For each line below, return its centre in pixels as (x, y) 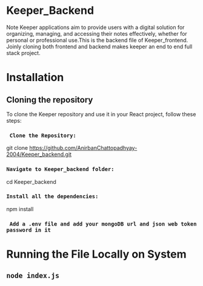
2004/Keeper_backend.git (39, 154)
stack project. (23, 53)
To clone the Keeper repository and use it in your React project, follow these (101, 114)
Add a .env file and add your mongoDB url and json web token (103, 224)
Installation (35, 78)
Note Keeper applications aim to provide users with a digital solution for (95, 27)
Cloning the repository (50, 99)
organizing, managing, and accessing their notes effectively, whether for (97, 33)
